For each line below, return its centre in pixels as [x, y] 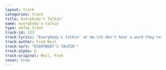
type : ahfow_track [24, 28]
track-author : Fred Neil [31, 42]
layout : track [20, 10]
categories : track [24, 14]
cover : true [17, 60]
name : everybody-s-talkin [32, 23]
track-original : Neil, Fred [34, 55]
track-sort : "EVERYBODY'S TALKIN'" [42, 46]
